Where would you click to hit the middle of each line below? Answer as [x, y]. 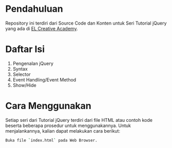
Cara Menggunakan [48, 106]
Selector [22, 74]
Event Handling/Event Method [44, 79]
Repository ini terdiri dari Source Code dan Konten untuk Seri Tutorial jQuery [86, 23]
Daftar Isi [25, 49]
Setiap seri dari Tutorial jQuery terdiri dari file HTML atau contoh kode [79, 120]
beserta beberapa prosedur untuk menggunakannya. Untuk [68, 125]
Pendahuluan [34, 9]
